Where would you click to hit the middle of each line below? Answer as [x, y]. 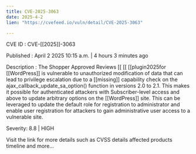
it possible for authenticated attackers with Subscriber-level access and [93, 92]
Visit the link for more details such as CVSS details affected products [89, 140]
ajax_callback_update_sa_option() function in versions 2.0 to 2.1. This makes [98, 86]
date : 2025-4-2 [25, 17]
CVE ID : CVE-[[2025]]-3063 [41, 44]
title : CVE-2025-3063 [33, 11]
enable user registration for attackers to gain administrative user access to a [98, 111]
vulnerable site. [25, 117]
